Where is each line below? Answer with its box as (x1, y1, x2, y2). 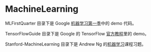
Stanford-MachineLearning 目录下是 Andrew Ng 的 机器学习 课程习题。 (5, 41, 146, 47)
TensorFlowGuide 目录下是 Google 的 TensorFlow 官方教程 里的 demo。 (5, 30, 150, 36)
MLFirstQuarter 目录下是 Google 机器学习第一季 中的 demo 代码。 (5, 20, 137, 26)
